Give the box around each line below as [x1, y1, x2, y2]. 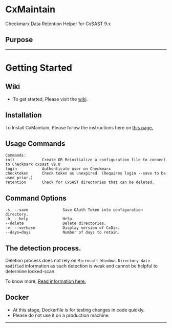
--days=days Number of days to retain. [5, 230, 120, 235]
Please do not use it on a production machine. [12, 312, 110, 318]
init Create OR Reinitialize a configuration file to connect [5, 158, 166, 163]
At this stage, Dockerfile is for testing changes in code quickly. [12, 306, 145, 313]
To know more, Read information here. [5, 278, 86, 284]
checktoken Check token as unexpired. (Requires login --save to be [5, 171, 166, 176]
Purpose [5, 35, 33, 44]
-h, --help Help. [5, 217, 74, 222]
